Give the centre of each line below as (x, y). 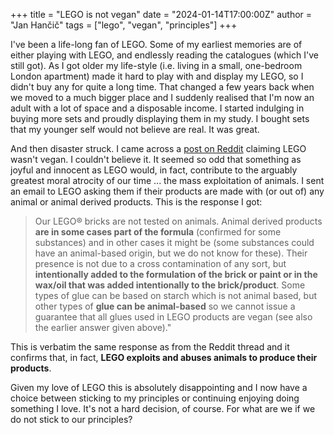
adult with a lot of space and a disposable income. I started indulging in (157, 108)
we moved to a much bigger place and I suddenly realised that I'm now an (162, 97)
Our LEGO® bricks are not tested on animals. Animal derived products (178, 221)
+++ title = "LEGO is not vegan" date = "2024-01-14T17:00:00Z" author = (161, 14)
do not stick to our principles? (71, 419)
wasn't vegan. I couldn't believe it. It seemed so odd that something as (156, 159)
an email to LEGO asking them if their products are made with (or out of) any (167, 191)
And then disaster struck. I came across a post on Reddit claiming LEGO (158, 148)
